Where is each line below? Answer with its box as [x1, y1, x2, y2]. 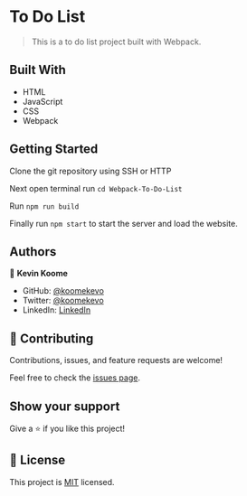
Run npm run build [9, 201, 80, 211]
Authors [9, 244, 57, 259]
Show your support [9, 398, 120, 414]
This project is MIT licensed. [9, 476, 115, 487]
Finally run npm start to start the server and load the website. [9, 218, 238, 229]
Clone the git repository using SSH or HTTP [9, 165, 172, 176]
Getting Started [9, 142, 99, 157]
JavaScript [22, 96, 63, 107]
